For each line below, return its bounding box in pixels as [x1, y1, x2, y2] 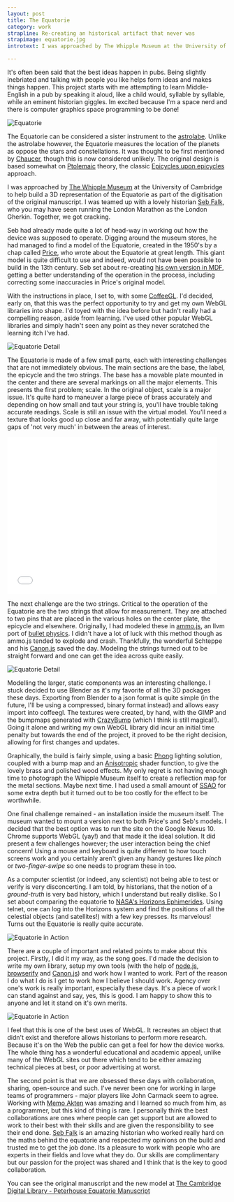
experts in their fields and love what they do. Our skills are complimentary [7, 1151, 219, 1159]
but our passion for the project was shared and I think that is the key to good [7, 1158, 228, 1166]
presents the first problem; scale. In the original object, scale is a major [7, 386, 212, 393]
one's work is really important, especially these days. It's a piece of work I [7, 984, 221, 992]
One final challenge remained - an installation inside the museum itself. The [7, 810, 224, 818]
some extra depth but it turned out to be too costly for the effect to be [7, 789, 208, 797]
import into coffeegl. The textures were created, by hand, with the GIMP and [7, 709, 227, 716]
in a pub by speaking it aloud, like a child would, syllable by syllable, [29, 90, 226, 99]
